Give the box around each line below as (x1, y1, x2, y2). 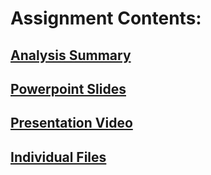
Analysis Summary (10, 47, 132, 64)
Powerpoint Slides (10, 80, 127, 97)
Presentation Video (10, 115, 133, 132)
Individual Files (10, 148, 107, 166)
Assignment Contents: (10, 7, 202, 30)
